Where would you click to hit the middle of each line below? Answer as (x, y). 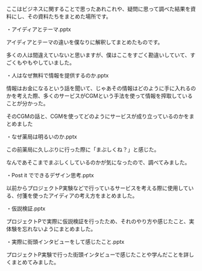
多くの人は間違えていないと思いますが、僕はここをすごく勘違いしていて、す (101, 55)
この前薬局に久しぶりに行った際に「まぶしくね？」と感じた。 (83, 149)
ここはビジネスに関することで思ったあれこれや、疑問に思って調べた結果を (99, 9)
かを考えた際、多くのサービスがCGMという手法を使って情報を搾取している (99, 96)
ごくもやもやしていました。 (41, 63)
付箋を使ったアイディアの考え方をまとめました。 (77, 196)
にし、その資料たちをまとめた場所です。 (61, 16)
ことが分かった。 (27, 103)
